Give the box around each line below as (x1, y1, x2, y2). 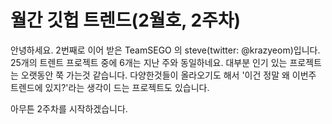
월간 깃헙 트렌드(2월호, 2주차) (10, 9, 242, 32)
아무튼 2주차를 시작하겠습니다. (10, 102, 128, 115)
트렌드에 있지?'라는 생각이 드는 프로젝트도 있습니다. (10, 81, 210, 93)
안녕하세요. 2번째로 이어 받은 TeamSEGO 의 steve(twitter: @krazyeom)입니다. (10, 44, 321, 56)
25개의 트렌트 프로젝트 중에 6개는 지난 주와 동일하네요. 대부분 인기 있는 (10, 56, 288, 68)
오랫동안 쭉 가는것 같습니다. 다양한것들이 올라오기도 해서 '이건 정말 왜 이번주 (20, 69, 317, 81)
